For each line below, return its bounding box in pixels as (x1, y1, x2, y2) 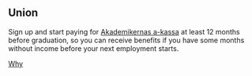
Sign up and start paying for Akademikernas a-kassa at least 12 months (8, 27, 240, 36)
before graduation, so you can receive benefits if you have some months (8, 35, 245, 45)
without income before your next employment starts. (8, 43, 179, 53)
